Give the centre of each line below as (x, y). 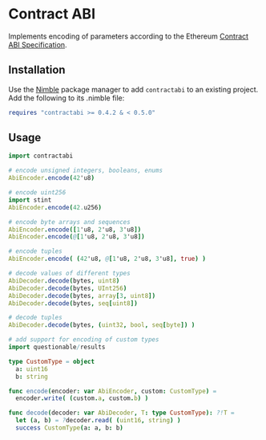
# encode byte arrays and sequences (69, 222)
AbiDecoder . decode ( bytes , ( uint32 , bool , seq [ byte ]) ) (102, 325)
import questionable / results (57, 347)
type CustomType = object (51, 361)
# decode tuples (35, 318)
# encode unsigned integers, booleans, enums (85, 171)
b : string (32, 377)
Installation (37, 70)
